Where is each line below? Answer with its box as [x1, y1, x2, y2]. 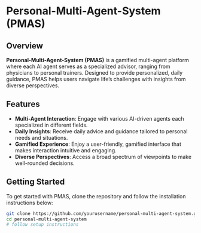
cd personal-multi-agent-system [6, 216, 87, 222]
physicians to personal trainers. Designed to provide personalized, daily [6, 69, 183, 76]
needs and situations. [14, 134, 68, 141]
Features [6, 99, 40, 109]
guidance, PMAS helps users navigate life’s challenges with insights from [6, 76, 186, 82]
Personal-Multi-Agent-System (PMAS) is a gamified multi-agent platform [6, 57, 190, 63]
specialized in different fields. [14, 121, 88, 128]
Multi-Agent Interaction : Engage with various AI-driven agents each [14, 115, 184, 122]
